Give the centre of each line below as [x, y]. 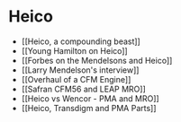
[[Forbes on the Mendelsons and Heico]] [97, 60]
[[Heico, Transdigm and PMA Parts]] [89, 108]
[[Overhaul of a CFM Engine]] [76, 79]
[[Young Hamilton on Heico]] [74, 50]
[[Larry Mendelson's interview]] [80, 70]
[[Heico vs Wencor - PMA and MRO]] [90, 98]
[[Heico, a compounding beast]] [81, 41]
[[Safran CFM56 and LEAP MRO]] [83, 89]
